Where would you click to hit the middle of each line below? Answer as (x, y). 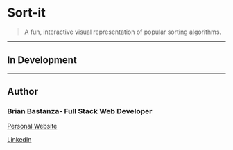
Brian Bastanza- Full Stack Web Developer (80, 111)
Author (23, 92)
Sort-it (27, 13)
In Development (42, 60)
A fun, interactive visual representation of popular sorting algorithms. (123, 32)
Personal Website (32, 126)
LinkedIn (19, 140)
